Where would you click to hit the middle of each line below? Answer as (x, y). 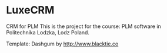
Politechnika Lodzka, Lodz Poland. (48, 32)
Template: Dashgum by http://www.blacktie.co (62, 44)
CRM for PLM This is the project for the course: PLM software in (84, 26)
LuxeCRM (30, 10)
